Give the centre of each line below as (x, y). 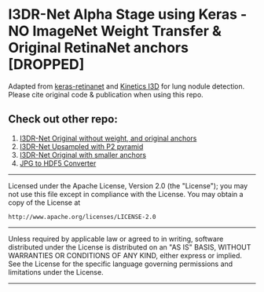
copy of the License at (44, 203)
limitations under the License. (56, 272)
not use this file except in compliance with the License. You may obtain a (126, 194)
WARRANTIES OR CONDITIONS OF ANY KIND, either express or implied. (125, 255)
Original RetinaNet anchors (98, 48)
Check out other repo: (63, 119)
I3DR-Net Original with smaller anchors (83, 155)
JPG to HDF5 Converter (58, 163)
